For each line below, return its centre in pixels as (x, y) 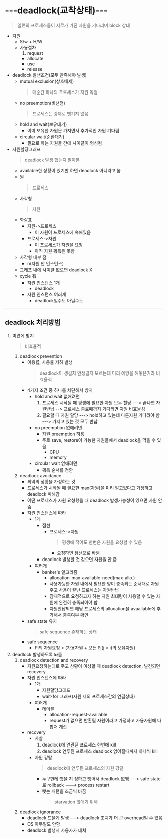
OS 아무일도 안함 (44, 824)
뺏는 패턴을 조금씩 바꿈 (64, 791)
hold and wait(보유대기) (43, 124)
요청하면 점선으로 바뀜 (79, 553)
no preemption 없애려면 (58, 427)
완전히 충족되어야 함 (79, 602)
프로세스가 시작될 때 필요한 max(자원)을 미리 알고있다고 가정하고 (90, 488)
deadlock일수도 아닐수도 (59, 300)
